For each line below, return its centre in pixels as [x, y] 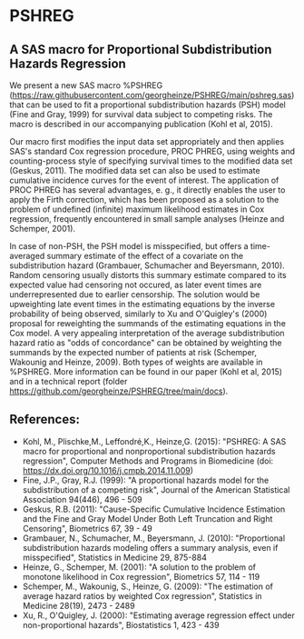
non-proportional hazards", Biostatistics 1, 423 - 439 [121, 624]
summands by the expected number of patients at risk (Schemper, [133, 352]
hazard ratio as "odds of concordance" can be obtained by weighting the [146, 343]
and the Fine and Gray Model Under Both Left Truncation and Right [147, 518]
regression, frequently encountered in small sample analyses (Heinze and [147, 219]
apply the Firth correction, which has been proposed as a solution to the [144, 200]
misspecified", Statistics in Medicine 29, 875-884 [114, 557]
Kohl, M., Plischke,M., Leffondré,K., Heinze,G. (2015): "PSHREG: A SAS [154, 441]
